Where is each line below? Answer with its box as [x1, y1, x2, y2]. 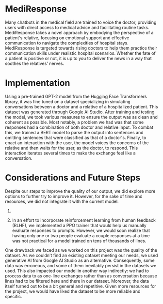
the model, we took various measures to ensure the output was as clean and [5, 114, 158, 120]
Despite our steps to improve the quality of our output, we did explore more [5, 188, 156, 194]
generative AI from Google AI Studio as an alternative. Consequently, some [5, 258, 155, 263]
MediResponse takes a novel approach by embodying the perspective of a [5, 30, 154, 35]
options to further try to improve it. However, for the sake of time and [5, 193, 143, 199]
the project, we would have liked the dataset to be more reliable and [5, 288, 141, 294]
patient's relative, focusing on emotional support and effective [5, 35, 130, 41]
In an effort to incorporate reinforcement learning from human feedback [12, 217, 156, 223]
